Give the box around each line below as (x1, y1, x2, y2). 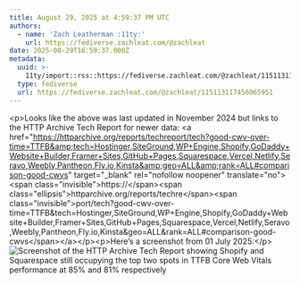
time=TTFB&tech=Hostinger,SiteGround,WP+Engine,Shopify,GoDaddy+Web (9, 207, 288, 218)
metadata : (9, 54, 46, 63)
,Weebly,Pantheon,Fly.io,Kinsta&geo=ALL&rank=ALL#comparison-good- (9, 226, 277, 237)
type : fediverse (17, 79, 78, 88)
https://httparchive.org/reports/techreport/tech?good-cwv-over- (32, 131, 271, 142)
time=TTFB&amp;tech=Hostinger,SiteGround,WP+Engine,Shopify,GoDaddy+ (9, 140, 290, 152)
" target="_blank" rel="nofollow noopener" (68, 169, 226, 180)
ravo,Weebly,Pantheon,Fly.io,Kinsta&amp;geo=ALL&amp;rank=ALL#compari (9, 160, 290, 171)
